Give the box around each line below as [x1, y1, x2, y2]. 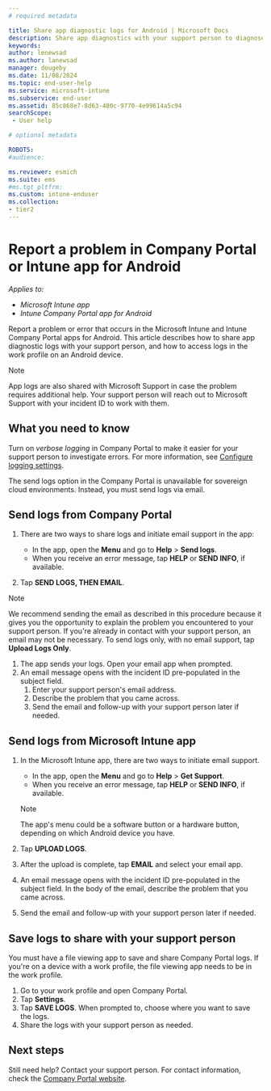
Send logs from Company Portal [8, 508, 173, 522]
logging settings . [8, 460, 65, 470]
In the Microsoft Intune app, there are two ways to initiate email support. [19, 756, 260, 765]
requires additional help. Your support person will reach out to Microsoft [8, 390, 248, 399]
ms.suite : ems [8, 175, 56, 183]
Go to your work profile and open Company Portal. [19, 986, 188, 996]
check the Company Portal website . [8, 1073, 127, 1083]
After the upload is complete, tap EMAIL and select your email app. [19, 860, 244, 870]
